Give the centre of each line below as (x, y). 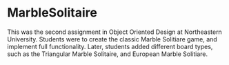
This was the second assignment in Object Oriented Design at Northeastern (114, 32)
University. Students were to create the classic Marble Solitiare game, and (112, 39)
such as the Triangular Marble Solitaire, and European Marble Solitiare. (108, 54)
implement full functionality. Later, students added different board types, (110, 46)
